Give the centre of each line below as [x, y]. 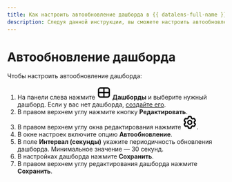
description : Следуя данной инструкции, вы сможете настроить [98, 22]
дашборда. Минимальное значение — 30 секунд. [90, 149]
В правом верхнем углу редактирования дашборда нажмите [107, 164]
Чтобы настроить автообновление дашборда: [75, 76]
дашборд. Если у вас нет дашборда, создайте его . [91, 104]
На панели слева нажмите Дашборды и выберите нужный [112, 98]
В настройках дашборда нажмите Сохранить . [85, 156]
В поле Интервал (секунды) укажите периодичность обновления [115, 142]
